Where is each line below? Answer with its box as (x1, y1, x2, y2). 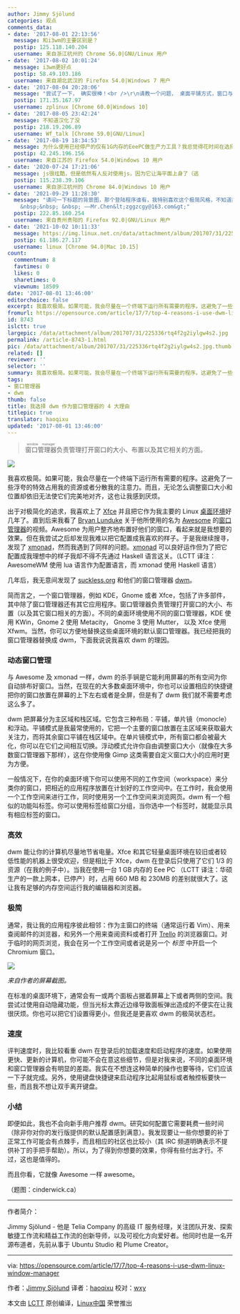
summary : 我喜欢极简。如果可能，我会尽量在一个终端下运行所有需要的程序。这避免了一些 (7, 370, 234, 377)
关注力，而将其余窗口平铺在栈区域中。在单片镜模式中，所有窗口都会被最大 (7, 733, 226, 741)
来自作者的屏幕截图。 (7, 976, 70, 984)
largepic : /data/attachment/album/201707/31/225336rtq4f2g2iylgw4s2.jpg (7, 330, 229, 337)
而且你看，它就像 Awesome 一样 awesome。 (7, 1170, 139, 1179)
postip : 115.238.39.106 (14, 177, 84, 184)
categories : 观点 (7, 17, 57, 24)
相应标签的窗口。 (13, 811, 64, 819)
